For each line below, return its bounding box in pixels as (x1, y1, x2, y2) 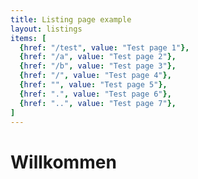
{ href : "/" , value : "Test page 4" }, (19, 71, 172, 81)
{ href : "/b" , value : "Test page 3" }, (19, 61, 177, 71)
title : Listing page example (10, 14, 132, 25)
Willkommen (10, 151, 117, 173)
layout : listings (10, 24, 83, 34)
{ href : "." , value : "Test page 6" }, (19, 89, 172, 99)
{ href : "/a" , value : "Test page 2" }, (19, 52, 177, 62)
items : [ (10, 33, 47, 43)
